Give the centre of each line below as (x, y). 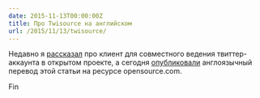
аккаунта (24, 62)
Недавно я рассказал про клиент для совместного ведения (112, 54)
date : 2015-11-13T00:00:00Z (56, 16)
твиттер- (232, 54)
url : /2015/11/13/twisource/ (58, 31)
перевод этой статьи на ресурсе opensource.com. (95, 71)
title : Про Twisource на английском (70, 23)
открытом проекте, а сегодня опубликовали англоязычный (150, 62)
